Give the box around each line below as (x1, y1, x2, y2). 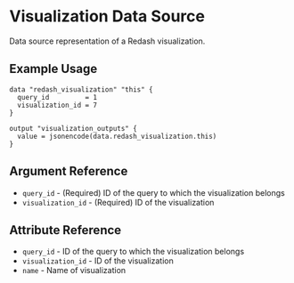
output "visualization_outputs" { (9, 124, 138, 133)
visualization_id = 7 (17, 101, 98, 109)
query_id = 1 (17, 93, 98, 101)
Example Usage (9, 61, 98, 77)
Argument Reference (9, 164, 128, 179)
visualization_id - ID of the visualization (21, 255, 174, 266)
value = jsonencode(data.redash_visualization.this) (17, 132, 217, 141)
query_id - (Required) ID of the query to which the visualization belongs (21, 187, 285, 198)
